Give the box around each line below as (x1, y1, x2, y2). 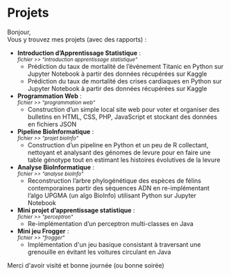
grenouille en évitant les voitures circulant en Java (27, 247, 171, 256)
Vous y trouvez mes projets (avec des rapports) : (7, 35, 147, 43)
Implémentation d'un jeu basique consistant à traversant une (27, 240, 201, 248)
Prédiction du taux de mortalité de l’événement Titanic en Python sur (27, 62, 224, 70)
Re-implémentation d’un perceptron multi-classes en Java (27, 219, 194, 227)
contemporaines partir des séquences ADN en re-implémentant (27, 184, 210, 192)
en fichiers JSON (27, 120, 77, 128)
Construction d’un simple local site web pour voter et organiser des (27, 105, 220, 113)
